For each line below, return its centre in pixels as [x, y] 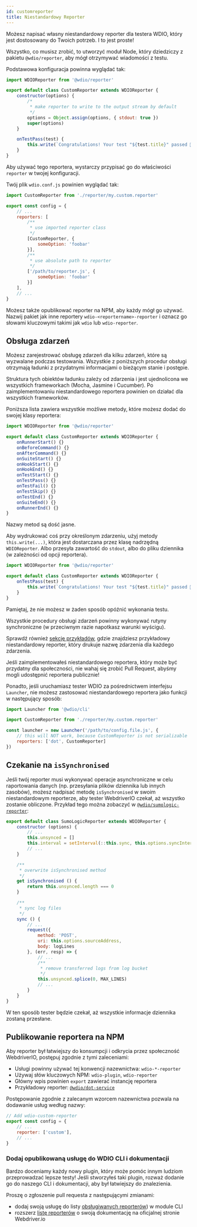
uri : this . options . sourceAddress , [79, 941]
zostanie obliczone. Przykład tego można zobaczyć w [71, 804]
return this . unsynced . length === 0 [71, 887]
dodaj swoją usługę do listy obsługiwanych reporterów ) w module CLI [98, 1206]
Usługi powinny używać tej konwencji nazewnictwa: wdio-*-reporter [98, 1069]
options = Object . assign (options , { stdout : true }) [93, 118]
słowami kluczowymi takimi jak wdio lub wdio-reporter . [72, 322]
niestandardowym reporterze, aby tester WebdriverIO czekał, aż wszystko [96, 798]
